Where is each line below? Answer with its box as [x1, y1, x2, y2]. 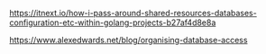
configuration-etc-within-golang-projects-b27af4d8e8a [9, 17, 216, 28]
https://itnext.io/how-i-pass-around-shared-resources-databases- [9, 8, 257, 18]
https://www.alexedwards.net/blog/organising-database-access [9, 35, 248, 45]
